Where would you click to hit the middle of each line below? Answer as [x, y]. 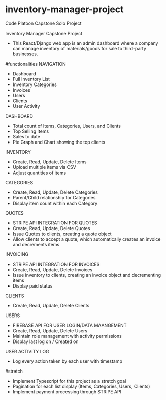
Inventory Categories [35, 84]
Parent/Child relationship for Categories [54, 197]
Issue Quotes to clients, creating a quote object [62, 234]
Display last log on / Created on [45, 341]
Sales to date [26, 136]
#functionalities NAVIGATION [36, 64]
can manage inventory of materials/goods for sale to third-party [79, 48]
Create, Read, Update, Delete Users [50, 331]
